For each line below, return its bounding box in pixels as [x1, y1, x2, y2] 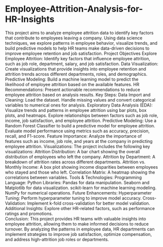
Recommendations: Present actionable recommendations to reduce [5, 87, 140, 92]
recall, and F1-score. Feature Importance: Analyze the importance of [5, 133, 142, 139]
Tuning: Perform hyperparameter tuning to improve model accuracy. [5, 195, 142, 201]
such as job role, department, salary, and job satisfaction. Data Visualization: [5, 61, 159, 67]
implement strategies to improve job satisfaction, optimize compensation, [5, 231, 152, 237]
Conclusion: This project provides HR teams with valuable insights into [5, 215, 146, 222]
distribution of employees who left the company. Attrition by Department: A [5, 154, 156, 159]
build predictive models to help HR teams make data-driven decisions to [5, 45, 150, 51]
